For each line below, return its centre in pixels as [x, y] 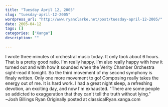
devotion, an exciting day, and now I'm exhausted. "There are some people [82, 88]
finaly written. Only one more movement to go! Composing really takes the [82, 78]
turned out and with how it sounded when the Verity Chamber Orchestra [80, 67]
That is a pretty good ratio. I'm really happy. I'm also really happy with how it [84, 62]
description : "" [22, 38]
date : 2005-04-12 [23, 24]
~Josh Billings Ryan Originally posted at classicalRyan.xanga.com [73, 99]
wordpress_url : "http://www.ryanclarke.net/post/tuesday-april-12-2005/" [84, 19]
